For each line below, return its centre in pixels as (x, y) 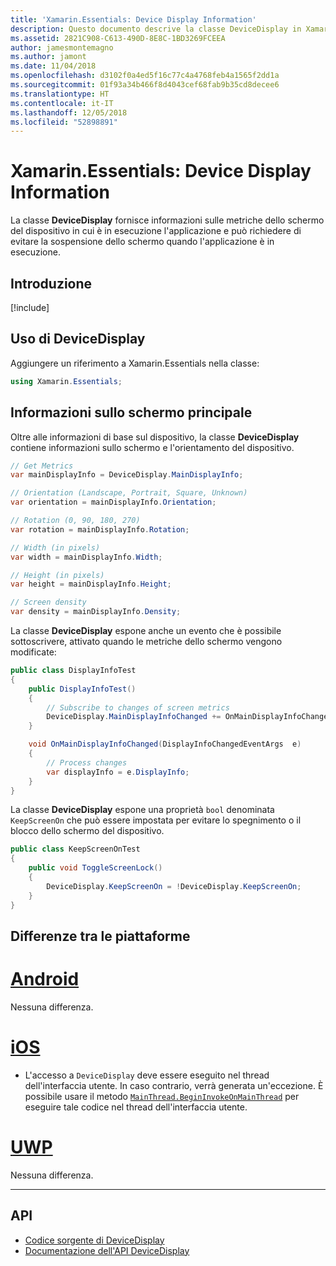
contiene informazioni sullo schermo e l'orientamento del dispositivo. (152, 447)
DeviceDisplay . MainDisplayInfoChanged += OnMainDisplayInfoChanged (189, 717)
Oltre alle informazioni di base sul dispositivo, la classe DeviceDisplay (155, 437)
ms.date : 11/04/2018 (53, 66)
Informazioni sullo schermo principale (131, 412)
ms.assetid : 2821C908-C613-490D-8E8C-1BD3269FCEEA (118, 38)
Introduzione (51, 283)
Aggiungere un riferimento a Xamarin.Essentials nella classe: (135, 363)
